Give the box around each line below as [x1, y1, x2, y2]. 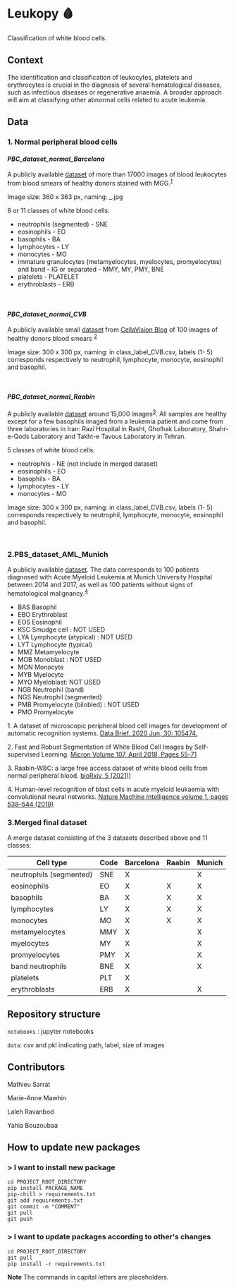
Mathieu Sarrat [7, 1080, 51, 1088]
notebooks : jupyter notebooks [7, 1027, 94, 1035]
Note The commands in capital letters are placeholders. [7, 1272, 169, 1281]
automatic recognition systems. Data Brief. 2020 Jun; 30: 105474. [7, 728, 198, 738]
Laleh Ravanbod [7, 1107, 54, 1116]
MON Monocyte [17, 663, 64, 671]
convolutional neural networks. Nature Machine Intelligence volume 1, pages [7, 792, 229, 801]
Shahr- [209, 424, 229, 433]
